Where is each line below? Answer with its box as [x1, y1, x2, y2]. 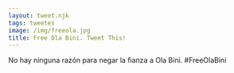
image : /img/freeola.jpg [8, 26, 91, 34]
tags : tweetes [8, 19, 56, 27]
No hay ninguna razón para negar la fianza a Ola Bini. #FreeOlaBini [8, 56, 227, 65]
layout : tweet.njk [8, 11, 69, 20]
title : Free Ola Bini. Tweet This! [8, 33, 127, 42]
